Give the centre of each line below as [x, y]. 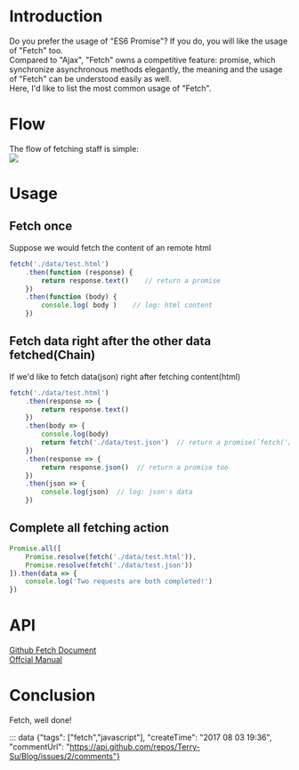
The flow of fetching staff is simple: [74, 148]
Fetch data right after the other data [110, 341]
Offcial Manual [36, 660]
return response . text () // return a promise [131, 281]
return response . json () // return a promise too [135, 467]
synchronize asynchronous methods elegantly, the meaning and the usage [146, 69]
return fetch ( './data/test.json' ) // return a [131, 443]
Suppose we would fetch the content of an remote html [110, 247]
